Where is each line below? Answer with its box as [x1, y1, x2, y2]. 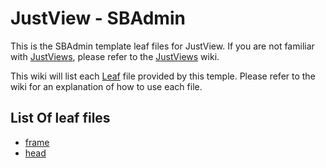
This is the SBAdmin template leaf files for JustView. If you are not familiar [10, 40, 315, 52]
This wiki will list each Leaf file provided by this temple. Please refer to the [10, 70, 316, 82]
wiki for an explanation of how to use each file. [10, 80, 203, 92]
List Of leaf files [10, 110, 111, 127]
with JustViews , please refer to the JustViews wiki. [10, 50, 220, 62]
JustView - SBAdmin [10, 7, 186, 30]
